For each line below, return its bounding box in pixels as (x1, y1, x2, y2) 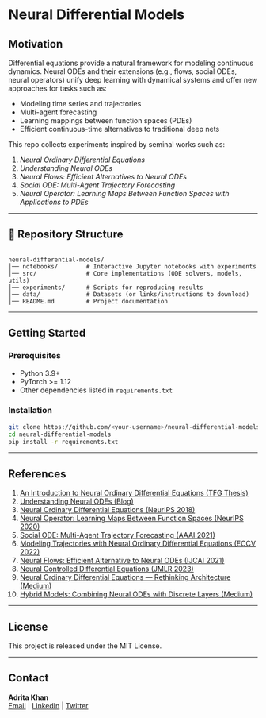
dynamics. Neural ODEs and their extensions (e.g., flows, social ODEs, (8, 67, 237, 76)
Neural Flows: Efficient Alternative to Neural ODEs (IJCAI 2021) (19, 556, 225, 566)
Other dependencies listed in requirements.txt (19, 385, 173, 395)
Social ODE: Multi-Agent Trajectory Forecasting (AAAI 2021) (19, 531, 216, 540)
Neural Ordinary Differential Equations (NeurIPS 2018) (19, 505, 196, 515)
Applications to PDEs (19, 197, 89, 207)
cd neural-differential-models (8, 430, 112, 438)
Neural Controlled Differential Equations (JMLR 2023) (19, 564, 194, 573)
